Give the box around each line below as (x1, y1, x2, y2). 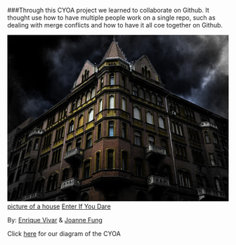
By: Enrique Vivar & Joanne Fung (7, 216, 103, 224)
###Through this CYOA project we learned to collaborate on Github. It (7, 6, 209, 14)
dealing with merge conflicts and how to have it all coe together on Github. (7, 21, 223, 29)
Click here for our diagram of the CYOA (7, 230, 121, 238)
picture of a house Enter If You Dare (7, 202, 111, 211)
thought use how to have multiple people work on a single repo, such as (7, 13, 216, 22)
